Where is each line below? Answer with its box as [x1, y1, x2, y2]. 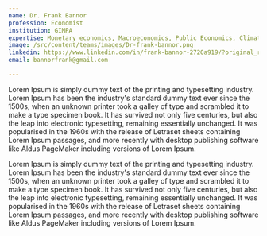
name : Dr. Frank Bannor [8, 11, 87, 20]
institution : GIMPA [8, 26, 73, 34]
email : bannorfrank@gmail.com [8, 56, 109, 64]
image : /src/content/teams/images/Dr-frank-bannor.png [8, 41, 194, 49]
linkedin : [8, 48, 41, 56]
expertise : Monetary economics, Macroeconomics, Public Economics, [8, 33, 237, 42]
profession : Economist [8, 19, 83, 27]
